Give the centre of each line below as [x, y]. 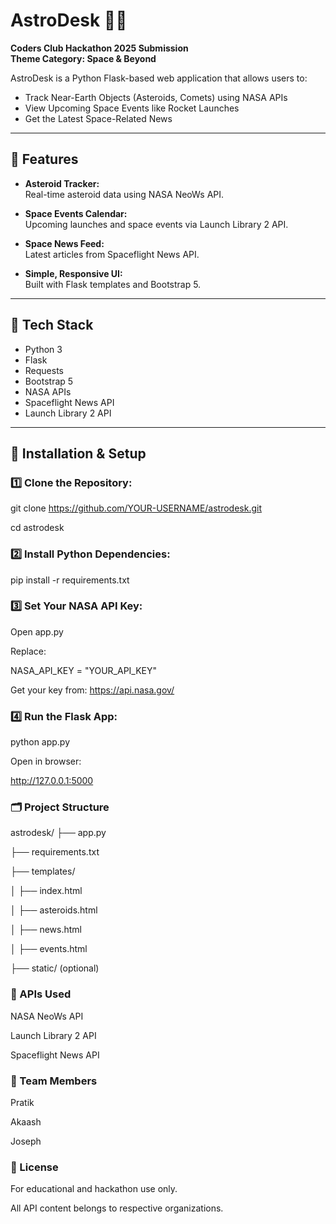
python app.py [40, 742]
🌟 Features [44, 159]
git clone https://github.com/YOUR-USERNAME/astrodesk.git [136, 508]
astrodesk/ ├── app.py [58, 833]
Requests [44, 370]
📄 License [34, 1167]
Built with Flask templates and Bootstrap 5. [113, 284]
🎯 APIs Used [41, 994]
